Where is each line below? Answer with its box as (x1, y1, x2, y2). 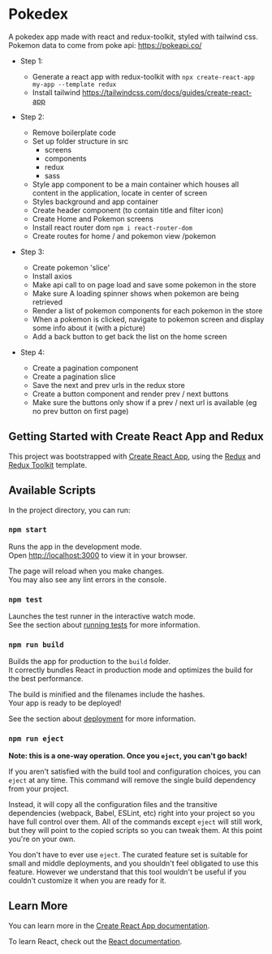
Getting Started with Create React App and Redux (8, 430, 264, 443)
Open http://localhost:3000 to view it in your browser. (8, 550, 188, 560)
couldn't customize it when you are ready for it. (8, 875, 166, 885)
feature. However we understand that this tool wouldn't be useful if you (8, 866, 247, 877)
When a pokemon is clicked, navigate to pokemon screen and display (32, 314, 265, 324)
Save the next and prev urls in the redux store (32, 380, 185, 390)
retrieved (32, 297, 63, 307)
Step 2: (19, 111, 45, 122)
